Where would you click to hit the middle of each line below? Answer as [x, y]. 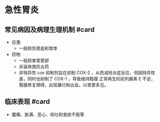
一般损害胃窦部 [34, 61]
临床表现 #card [27, 102]
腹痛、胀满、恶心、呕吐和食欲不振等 [48, 114]
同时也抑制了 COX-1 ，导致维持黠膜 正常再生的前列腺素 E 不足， [91, 79]
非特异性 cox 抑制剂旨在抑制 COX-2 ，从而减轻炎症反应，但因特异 [85, 73]
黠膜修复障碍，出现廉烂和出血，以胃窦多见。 [64, 85]
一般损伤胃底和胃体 [38, 48]
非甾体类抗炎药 [34, 67]
